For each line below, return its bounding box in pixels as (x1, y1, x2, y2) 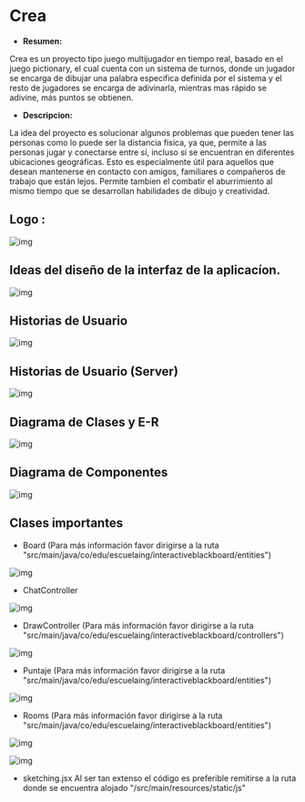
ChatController (22, 584, 78, 595)
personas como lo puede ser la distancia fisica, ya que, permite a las (9, 137, 267, 148)
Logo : (9, 211, 46, 228)
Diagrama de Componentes (9, 465, 168, 480)
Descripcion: (22, 109, 73, 120)
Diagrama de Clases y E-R (9, 414, 159, 429)
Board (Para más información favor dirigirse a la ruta (22, 540, 220, 550)
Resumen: (22, 36, 63, 46)
